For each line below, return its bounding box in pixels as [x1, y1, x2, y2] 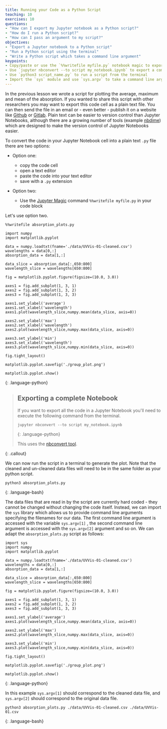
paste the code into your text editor [19, 173, 92, 179]
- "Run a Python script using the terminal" [5, 49, 99, 54]
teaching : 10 [5, 12, 32, 17]
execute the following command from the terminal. [17, 413, 121, 419]
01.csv [5, 709, 19, 715]
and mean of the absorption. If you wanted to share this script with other [5, 96, 154, 102]
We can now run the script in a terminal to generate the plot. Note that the [5, 460, 157, 466]
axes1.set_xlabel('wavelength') [5, 305, 72, 310]
